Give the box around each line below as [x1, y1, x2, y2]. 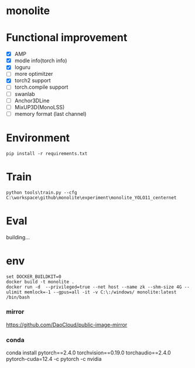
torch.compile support [14, 83, 69, 91]
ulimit [6, 289, 22, 295]
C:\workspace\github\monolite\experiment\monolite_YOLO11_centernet [6, 195, 177, 200]
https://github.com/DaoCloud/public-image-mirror [6, 321, 128, 328]
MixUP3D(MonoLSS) [14, 103, 65, 111]
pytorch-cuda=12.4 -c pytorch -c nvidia [6, 356, 102, 363]
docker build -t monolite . [6, 279, 75, 285]
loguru [14, 63, 30, 71]
